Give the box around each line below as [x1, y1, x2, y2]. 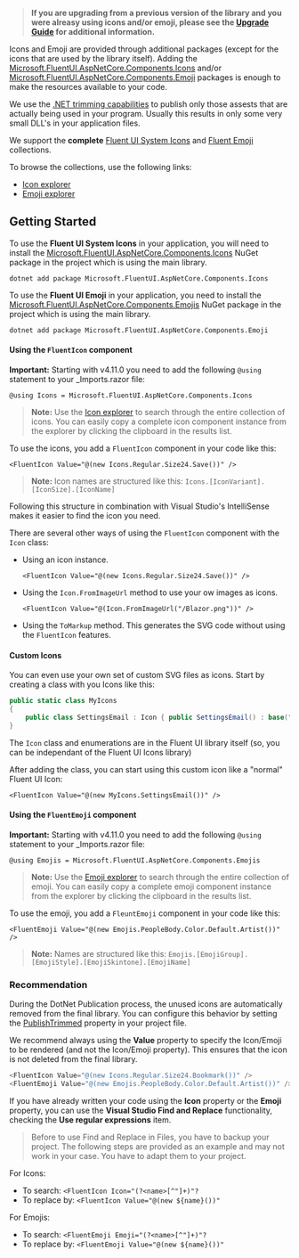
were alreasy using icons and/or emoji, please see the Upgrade [30, 17, 270, 28]
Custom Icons [9, 649, 62, 660]
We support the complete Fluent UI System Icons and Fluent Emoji [9, 135, 254, 145]
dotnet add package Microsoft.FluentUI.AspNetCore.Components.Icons [9, 274, 269, 283]
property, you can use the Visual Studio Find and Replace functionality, [9, 1105, 273, 1115]
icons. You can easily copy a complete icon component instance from [30, 416, 287, 427]
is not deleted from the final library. [9, 1054, 138, 1065]
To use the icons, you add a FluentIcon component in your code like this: [9, 443, 277, 453]
